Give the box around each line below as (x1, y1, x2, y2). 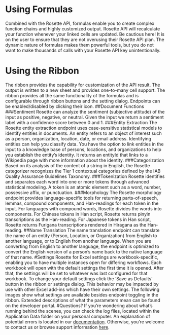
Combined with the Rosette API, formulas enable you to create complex (5, 20, 155, 26)
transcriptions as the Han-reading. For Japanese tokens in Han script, (5, 216, 151, 222)
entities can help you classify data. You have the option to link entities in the (5, 141, 164, 147)
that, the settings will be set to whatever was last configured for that (5, 270, 148, 276)
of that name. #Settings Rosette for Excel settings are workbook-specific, (5, 254, 159, 260)
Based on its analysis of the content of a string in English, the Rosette (5, 162, 150, 168)
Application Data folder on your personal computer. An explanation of (5, 313, 151, 319)
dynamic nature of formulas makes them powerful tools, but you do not (5, 42, 154, 48)
